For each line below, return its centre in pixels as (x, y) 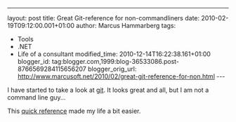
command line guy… (37, 97)
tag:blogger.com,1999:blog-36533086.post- (116, 61)
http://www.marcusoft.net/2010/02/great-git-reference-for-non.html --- (121, 76)
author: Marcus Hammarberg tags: (126, 26)
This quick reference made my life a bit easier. (74, 111)
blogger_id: (34, 61)
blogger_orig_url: (112, 69)
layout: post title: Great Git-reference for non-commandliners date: (104, 18)
